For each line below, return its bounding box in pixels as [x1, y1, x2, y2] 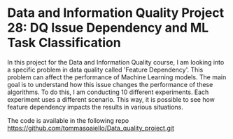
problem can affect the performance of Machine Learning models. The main [7, 72, 227, 81]
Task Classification [7, 35, 121, 51]
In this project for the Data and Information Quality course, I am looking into [7, 58, 225, 66]
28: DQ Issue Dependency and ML [7, 20, 209, 36]
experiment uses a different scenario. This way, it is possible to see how [7, 95, 216, 103]
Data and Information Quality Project [7, 5, 225, 21]
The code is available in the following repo [7, 116, 129, 124]
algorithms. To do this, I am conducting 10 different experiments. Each [7, 88, 209, 96]
